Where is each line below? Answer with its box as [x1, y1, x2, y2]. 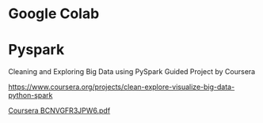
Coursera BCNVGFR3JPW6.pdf [8, 106, 111, 115]
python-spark [8, 91, 53, 100]
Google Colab [8, 5, 100, 23]
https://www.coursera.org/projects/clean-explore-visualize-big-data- [8, 82, 235, 91]
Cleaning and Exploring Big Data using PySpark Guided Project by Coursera [8, 67, 256, 76]
